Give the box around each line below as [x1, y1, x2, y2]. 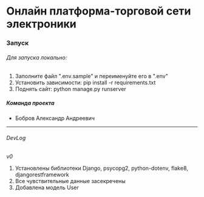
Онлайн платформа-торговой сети [6, 4, 191, 18]
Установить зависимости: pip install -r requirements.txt [15, 79, 156, 86]
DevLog [6, 134, 26, 141]
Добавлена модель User [15, 184, 79, 192]
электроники [6, 17, 77, 31]
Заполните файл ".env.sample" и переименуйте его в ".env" [15, 73, 168, 80]
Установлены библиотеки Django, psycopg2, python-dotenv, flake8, [15, 165, 188, 172]
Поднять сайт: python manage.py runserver [15, 85, 126, 93]
